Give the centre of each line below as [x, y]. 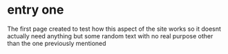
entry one [36, 10]
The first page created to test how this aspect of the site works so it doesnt [114, 29]
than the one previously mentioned [57, 43]
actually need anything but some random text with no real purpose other [110, 36]
